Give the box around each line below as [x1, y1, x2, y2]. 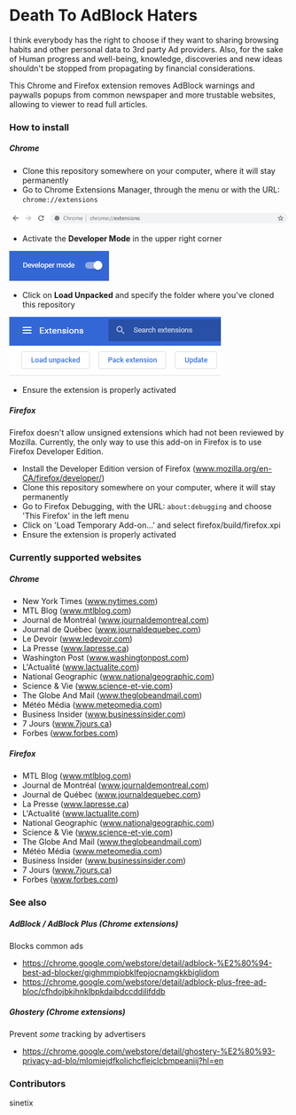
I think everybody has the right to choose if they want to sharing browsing [9, 35, 279, 45]
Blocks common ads [9, 941, 84, 952]
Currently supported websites [9, 552, 142, 564]
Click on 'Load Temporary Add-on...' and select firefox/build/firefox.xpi [21, 520, 281, 530]
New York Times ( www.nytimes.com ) [21, 596, 158, 607]
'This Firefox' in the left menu [21, 511, 129, 522]
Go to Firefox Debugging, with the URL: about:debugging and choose [21, 501, 272, 512]
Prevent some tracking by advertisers [9, 1029, 146, 1040]
